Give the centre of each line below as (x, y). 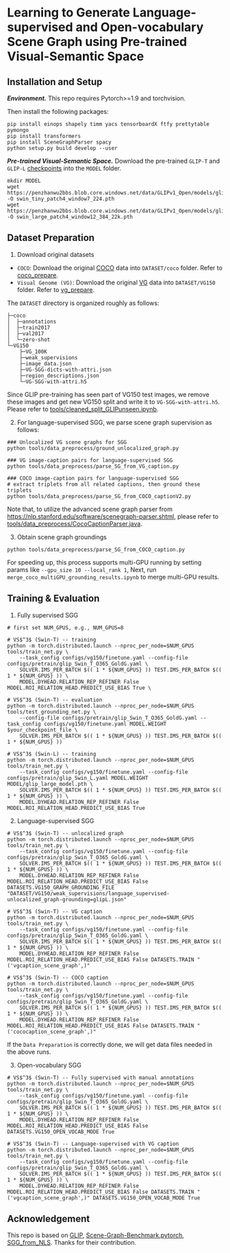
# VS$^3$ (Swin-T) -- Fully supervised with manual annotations (101, 1077)
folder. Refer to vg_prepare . (55, 289)
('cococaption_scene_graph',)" (52, 1032)
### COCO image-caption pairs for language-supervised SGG (93, 478)
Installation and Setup (55, 81)
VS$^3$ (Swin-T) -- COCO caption (61, 978)
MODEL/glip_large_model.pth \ (50, 784)
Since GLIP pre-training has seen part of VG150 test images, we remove (108, 394)
